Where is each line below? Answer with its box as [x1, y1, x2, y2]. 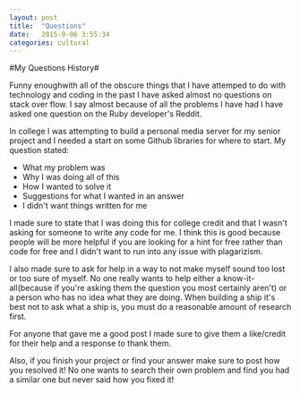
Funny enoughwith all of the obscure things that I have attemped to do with [9, 80, 287, 90]
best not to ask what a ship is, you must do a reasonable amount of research [9, 302, 292, 313]
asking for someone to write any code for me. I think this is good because [9, 227, 281, 238]
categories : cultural [9, 38, 90, 47]
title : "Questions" [9, 21, 87, 30]
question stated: [9, 145, 70, 156]
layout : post [9, 13, 58, 22]
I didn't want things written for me [21, 201, 148, 211]
